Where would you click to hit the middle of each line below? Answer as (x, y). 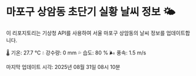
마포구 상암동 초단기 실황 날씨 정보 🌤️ (91, 12)
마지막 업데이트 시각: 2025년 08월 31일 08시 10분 (63, 67)
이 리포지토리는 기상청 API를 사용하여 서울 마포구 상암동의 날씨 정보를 (86, 33)
